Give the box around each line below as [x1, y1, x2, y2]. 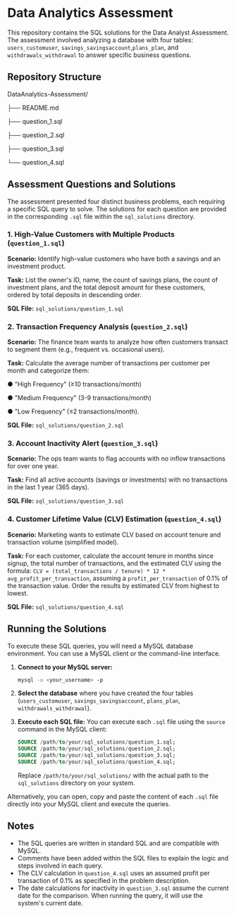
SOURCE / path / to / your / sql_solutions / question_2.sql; [17, 745, 176, 753]
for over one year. [7, 462, 59, 470]
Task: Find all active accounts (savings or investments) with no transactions [7, 475, 228, 484]
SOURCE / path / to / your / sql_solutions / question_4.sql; [17, 758, 176, 765]
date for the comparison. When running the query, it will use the [17, 891, 203, 899]
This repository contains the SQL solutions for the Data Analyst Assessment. [7, 28, 229, 37]
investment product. [7, 262, 66, 270]
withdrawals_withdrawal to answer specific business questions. [7, 51, 192, 59]
